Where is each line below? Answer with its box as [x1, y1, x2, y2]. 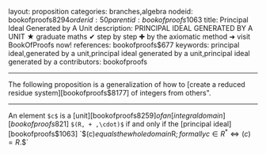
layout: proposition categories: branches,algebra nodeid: [8, 7, 193, 16]
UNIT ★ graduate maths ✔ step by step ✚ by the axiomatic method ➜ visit [8, 32, 251, 41]
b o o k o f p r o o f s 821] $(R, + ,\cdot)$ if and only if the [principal [10, 119, 212, 129]
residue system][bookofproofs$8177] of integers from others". [8, 88, 211, 97]
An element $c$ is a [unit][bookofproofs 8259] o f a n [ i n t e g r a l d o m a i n [8, 111, 223, 120]
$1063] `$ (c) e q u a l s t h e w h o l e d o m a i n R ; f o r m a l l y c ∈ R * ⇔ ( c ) [55, 128, 251, 138]
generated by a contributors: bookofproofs [8, 57, 148, 66]
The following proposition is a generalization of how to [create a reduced [8, 80, 245, 89]
